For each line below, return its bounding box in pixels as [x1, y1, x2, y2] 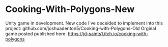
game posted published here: [5, 30, 67, 36]
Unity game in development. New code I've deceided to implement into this [5, 20, 163, 26]
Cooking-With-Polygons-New [5, 3, 135, 15]
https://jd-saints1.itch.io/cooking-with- [68, 30, 149, 36]
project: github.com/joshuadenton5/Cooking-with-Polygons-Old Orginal [5, 25, 156, 31]
